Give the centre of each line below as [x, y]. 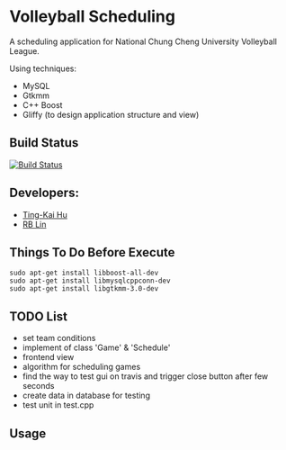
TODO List [38, 316]
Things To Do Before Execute [92, 252]
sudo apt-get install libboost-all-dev [84, 273]
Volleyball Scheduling [92, 17]
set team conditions [59, 338]
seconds [38, 386]
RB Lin [34, 224]
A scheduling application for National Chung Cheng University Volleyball [143, 41]
